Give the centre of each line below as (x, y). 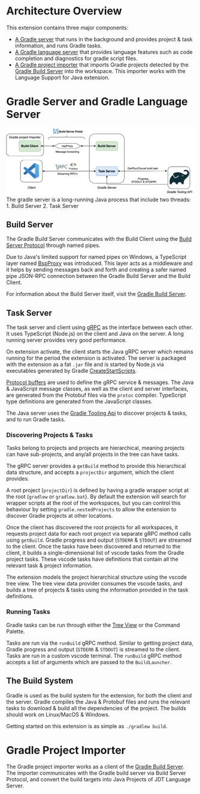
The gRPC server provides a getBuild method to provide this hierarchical (96, 466)
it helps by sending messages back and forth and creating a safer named (96, 270)
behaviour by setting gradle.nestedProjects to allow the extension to (91, 509)
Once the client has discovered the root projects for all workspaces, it (92, 527)
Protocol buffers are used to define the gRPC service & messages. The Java (100, 382)
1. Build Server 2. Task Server (43, 206)
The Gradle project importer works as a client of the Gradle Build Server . (95, 767)
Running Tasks (28, 612)
